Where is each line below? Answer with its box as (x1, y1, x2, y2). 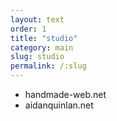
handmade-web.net (24, 89, 107, 100)
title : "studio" (10, 33, 78, 43)
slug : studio (10, 52, 65, 62)
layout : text (10, 14, 65, 25)
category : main (10, 42, 74, 53)
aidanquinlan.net (24, 99, 94, 111)
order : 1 (10, 24, 47, 34)
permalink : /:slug (10, 61, 87, 71)
